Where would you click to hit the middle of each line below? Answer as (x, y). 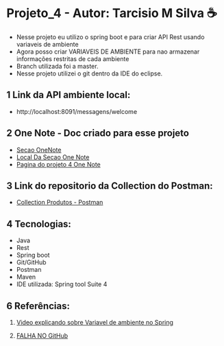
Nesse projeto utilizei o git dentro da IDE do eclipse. (89, 73)
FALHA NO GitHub (42, 336)
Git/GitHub (31, 262)
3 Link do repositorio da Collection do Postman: (110, 186)
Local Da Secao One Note (53, 157)
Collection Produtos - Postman (60, 203)
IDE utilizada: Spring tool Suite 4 (62, 284)
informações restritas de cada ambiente (73, 58)
